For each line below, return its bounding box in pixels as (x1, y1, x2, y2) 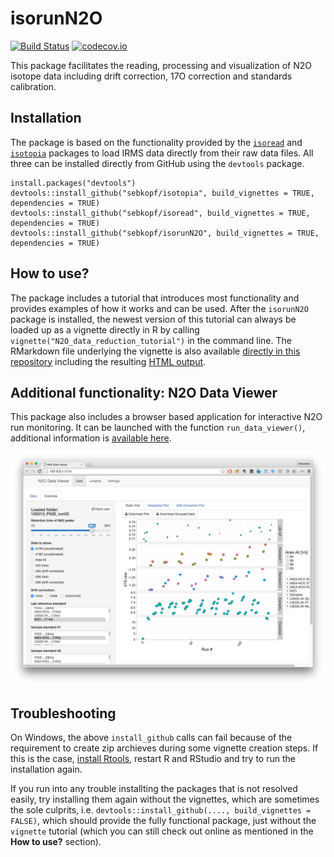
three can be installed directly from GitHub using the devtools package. (10, 157, 305, 169)
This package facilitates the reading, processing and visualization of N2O (10, 59, 313, 71)
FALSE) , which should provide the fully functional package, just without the (10, 815, 317, 827)
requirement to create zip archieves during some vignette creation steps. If (10, 742, 319, 754)
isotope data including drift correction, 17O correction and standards (10, 70, 293, 82)
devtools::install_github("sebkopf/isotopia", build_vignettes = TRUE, (10, 188, 315, 198)
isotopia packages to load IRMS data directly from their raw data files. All (10, 147, 314, 159)
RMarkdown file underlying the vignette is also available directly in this (10, 345, 301, 357)
